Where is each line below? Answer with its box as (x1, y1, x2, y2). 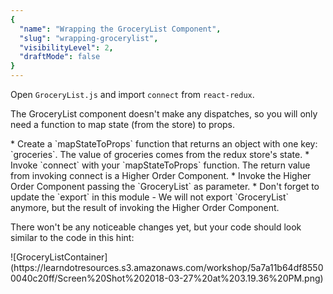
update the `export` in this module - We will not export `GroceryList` (10, 191, 290, 203)
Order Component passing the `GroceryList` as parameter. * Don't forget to (10, 181, 320, 192)
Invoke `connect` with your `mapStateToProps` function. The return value (10, 159, 311, 171)
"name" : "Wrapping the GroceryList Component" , (19, 24, 222, 34)
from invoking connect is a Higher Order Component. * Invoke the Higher (10, 170, 312, 181)
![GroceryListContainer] (10, 251, 108, 263)
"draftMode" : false (19, 52, 101, 62)
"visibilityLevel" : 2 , (19, 42, 114, 53)
